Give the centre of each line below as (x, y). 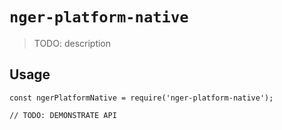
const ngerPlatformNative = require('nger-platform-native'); (141, 98)
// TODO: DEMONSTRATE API (63, 115)
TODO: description (72, 43)
